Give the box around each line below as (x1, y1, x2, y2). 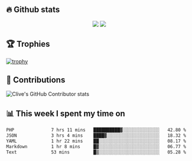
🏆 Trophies (6, 39, 50, 49)
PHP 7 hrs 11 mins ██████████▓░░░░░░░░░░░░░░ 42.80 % (6, 127, 186, 133)
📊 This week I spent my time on (6, 108, 125, 118)
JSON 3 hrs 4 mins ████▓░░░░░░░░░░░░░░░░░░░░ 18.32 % (6, 133, 186, 139)
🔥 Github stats (6, 5, 60, 15)
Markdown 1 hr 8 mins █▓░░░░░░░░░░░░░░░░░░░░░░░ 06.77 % (6, 143, 186, 150)
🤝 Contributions (6, 75, 66, 85)
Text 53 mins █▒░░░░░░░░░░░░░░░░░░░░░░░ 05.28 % (6, 149, 186, 155)
